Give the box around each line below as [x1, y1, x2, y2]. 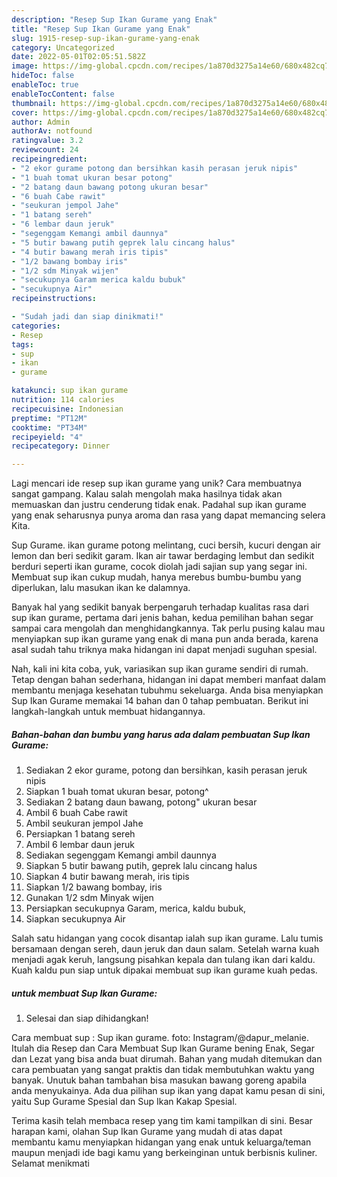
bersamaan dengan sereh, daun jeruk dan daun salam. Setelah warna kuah [11, 943, 320, 955]
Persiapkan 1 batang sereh [25, 828, 136, 840]
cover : [11, 107, 39, 118]
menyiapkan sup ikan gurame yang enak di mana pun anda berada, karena [11, 633, 319, 645]
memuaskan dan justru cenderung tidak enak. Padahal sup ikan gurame [11, 499, 307, 511]
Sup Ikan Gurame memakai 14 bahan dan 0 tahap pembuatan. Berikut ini [11, 695, 309, 707]
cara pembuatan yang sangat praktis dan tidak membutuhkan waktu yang [11, 1064, 315, 1076]
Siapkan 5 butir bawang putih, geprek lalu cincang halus [25, 860, 258, 872]
